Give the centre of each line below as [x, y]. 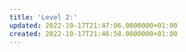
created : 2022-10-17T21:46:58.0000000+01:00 [93, 33]
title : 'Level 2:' [43, 17]
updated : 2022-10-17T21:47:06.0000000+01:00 [93, 26]
